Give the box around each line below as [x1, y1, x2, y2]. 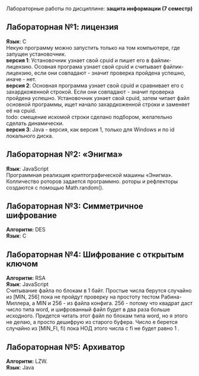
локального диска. [6, 132, 53, 139]
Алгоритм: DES [6, 226, 46, 233]
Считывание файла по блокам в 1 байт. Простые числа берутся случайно [6, 287, 192, 294]
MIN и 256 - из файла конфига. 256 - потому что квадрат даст [36, 300, 193, 307]
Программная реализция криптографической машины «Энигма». [6, 171, 173, 178]
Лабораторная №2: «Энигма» [6, 149, 123, 159]
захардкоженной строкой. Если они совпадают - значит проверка [6, 88, 174, 95]
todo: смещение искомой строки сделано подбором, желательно [6, 113, 173, 120]
